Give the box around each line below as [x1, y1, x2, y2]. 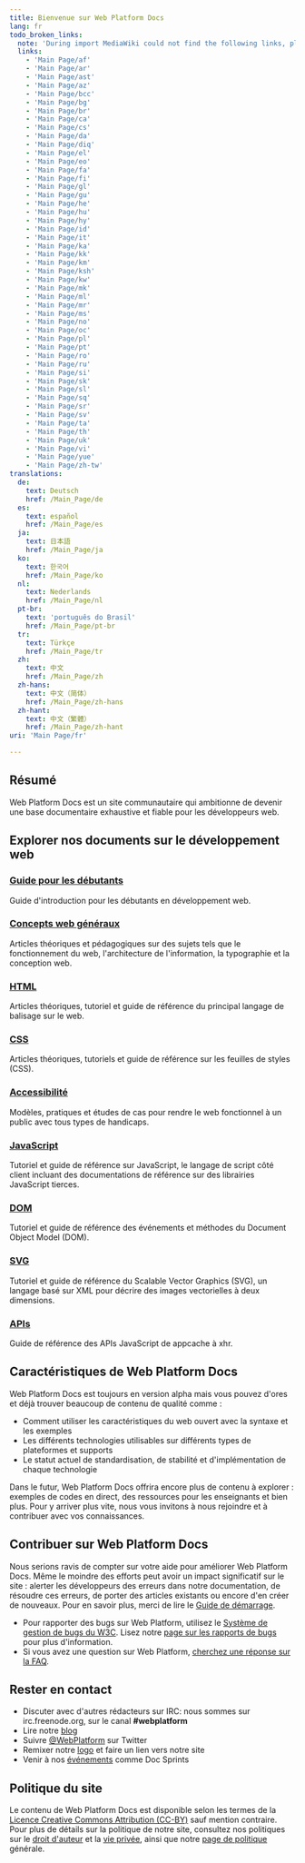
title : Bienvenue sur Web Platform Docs [9, 13, 165, 23]
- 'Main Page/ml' [25, 292, 92, 301]
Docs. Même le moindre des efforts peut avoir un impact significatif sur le [9, 1571, 284, 1581]
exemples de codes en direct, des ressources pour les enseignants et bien [9, 1491, 289, 1501]
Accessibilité [9, 1086, 68, 1099]
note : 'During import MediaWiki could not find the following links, [17, 38, 286, 48]
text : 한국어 [25, 562, 70, 571]
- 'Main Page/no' [25, 317, 92, 327]
